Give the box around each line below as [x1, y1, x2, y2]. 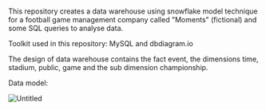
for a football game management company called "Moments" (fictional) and [8, 15, 257, 25]
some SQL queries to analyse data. [8, 23, 124, 33]
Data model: [8, 78, 49, 88]
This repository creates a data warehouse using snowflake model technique [8, 6, 258, 16]
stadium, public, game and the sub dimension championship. [8, 63, 208, 73]
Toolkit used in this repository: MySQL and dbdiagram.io [8, 39, 193, 49]
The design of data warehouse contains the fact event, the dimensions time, [8, 54, 259, 64]
